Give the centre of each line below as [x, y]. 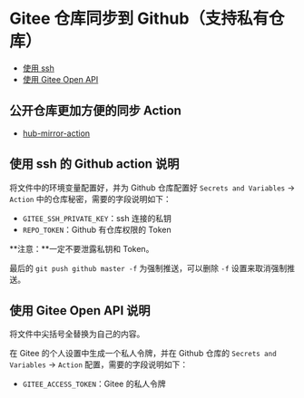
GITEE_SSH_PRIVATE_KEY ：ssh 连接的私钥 [97, 218]
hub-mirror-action [56, 133]
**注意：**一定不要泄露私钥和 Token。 [82, 248]
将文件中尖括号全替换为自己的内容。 [77, 334]
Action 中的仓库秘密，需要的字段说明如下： [90, 199]
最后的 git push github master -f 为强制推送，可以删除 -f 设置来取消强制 [148, 267]
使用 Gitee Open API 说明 [80, 311]
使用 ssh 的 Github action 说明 [94, 164]
